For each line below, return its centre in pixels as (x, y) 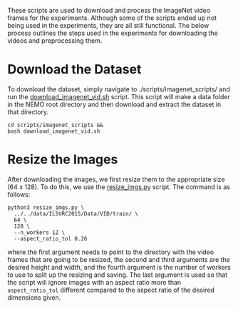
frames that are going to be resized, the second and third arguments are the (119, 259)
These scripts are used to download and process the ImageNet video (109, 10)
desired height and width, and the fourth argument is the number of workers (119, 267)
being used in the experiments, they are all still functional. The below (108, 25)
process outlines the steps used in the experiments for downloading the (113, 33)
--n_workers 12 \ (40, 232)
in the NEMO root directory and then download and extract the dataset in (114, 104)
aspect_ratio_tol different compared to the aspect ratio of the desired (111, 290)
